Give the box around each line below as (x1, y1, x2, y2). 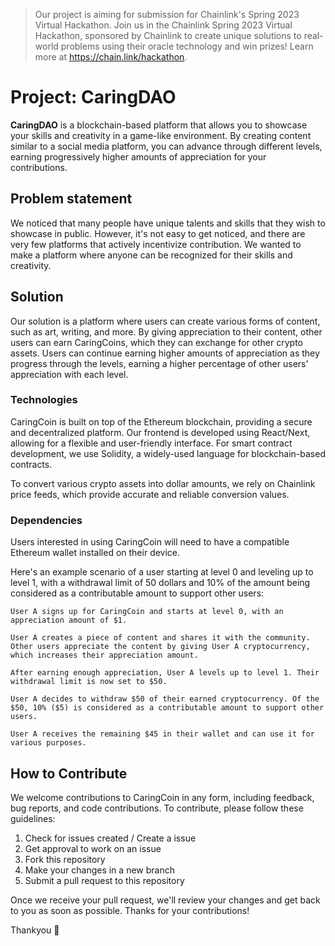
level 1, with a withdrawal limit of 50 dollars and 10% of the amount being (10, 577, 311, 589)
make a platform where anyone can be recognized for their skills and (10, 249, 293, 261)
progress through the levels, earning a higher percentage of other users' (10, 357, 309, 369)
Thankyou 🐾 (10, 924, 60, 936)
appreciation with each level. (10, 368, 129, 380)
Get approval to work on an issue (24, 842, 162, 854)
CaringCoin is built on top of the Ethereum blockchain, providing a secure (10, 415, 313, 428)
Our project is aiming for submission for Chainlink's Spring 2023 (34, 9, 300, 20)
